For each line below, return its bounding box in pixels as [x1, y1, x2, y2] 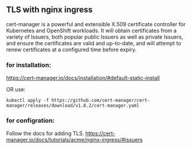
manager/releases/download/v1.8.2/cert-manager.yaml [6, 103, 140, 109]
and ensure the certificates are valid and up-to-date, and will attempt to [6, 39, 181, 46]
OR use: [6, 86, 26, 93]
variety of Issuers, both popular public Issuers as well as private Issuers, [6, 33, 183, 41]
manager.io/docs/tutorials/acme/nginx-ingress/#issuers [6, 136, 143, 144]
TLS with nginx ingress [6, 5, 93, 15]
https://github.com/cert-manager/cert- [51, 98, 150, 104]
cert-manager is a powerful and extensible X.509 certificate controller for [6, 20, 186, 27]
